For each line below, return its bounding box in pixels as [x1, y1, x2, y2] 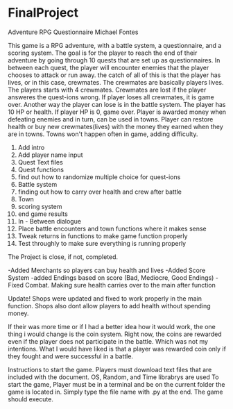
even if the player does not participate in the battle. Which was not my [8, 337, 209, 345]
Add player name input [17, 151, 83, 159]
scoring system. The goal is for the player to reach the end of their [8, 49, 198, 57]
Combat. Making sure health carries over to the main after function [24, 281, 216, 289]
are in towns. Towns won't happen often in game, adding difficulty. [8, 130, 198, 138]
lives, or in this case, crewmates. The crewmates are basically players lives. [8, 78, 224, 86]
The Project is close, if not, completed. [8, 252, 119, 261]
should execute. [8, 394, 54, 403]
